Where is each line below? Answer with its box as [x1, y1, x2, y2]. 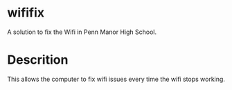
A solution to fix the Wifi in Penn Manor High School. [7, 28, 157, 36]
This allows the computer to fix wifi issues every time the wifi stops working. [7, 75, 225, 83]
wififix [7, 5, 45, 21]
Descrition [7, 52, 69, 68]
